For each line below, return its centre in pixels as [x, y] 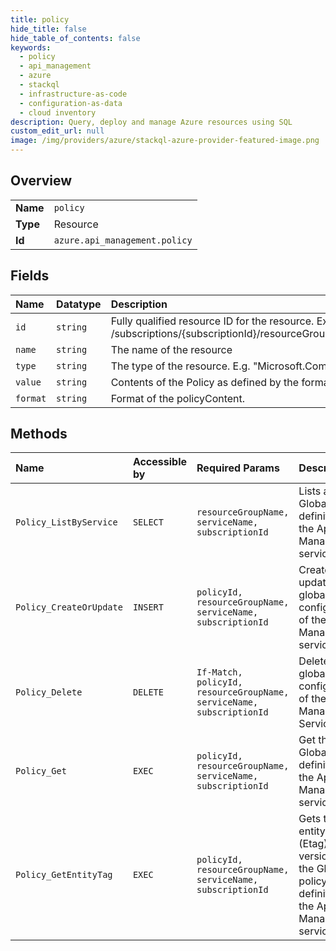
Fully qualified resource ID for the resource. [212, 321]
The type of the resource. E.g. [180, 366]
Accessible [160, 462]
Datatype [79, 304]
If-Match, [219, 672]
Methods [39, 434]
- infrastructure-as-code [73, 94]
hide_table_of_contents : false [75, 38]
